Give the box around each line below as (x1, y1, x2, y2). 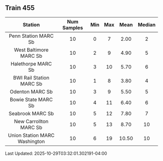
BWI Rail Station (13, 74, 49, 81)
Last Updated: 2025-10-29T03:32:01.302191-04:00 (5, 150, 108, 156)
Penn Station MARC (9, 32, 54, 39)
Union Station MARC (8, 132, 55, 139)
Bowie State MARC (9, 96, 53, 103)
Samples (62, 24, 83, 31)
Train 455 (5, 4, 35, 12)
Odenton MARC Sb (9, 88, 53, 95)
